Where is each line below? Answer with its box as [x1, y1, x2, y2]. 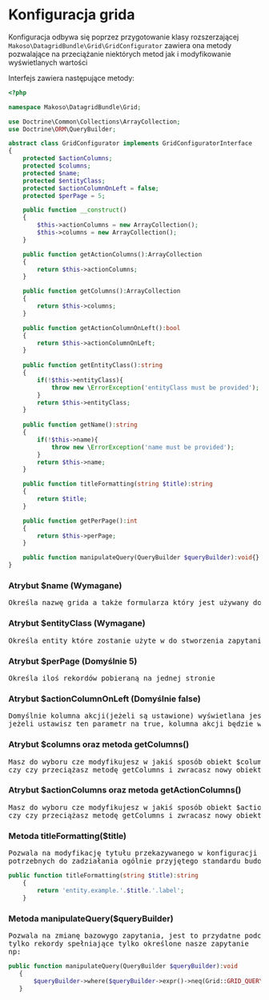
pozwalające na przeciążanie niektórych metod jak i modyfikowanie [8, 49, 231, 58]
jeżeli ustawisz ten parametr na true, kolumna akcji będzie [8, 720, 254, 728]
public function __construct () [22, 206, 127, 214]
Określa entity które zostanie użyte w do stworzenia [8, 635, 224, 645]
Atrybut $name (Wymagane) [8, 579, 122, 591]
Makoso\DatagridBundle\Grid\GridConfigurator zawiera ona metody [8, 40, 232, 50]
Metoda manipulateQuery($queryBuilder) [8, 913, 174, 924]
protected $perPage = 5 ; [22, 192, 106, 200]
